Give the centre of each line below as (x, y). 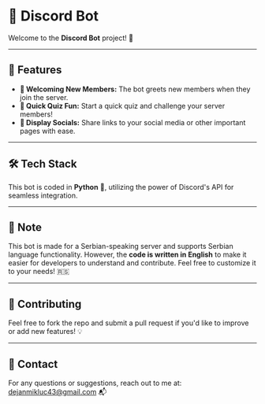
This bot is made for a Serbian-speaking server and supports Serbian (121, 246)
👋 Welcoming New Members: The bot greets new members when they (135, 89)
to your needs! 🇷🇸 (39, 272)
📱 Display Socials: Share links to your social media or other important (132, 122)
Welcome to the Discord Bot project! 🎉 (71, 38)
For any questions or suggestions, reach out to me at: (95, 383)
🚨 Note (25, 227)
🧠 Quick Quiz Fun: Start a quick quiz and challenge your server (122, 106)
